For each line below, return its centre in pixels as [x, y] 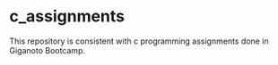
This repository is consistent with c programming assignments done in [139, 41]
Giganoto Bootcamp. [47, 50]
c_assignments [67, 16]
